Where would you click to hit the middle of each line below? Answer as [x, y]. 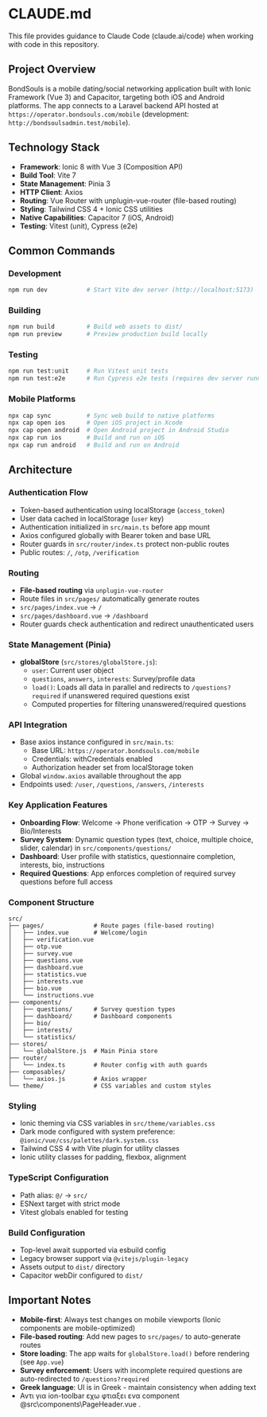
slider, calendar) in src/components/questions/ [96, 848]
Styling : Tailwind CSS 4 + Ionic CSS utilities [91, 209]
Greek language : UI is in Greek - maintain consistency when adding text [138, 1387]
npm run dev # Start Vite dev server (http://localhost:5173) [131, 290]
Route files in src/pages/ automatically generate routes [110, 599]
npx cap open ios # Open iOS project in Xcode [95, 423]
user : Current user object [73, 670]
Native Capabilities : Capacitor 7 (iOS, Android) [97, 217]
